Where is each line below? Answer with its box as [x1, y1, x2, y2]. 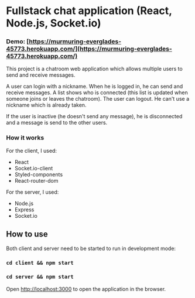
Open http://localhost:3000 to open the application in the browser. [6, 285, 166, 292]
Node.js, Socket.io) [6, 16, 101, 30]
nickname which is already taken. [6, 101, 87, 109]
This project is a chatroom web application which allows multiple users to [6, 66, 183, 73]
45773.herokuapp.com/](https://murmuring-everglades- [6, 45, 173, 53]
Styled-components [14, 171, 63, 178]
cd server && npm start [6, 273, 74, 280]
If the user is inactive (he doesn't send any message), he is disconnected [6, 113, 183, 120]
